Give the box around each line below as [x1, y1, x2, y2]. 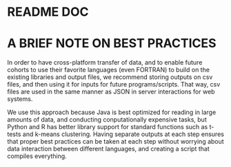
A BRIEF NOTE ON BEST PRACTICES [7, 36, 217, 52]
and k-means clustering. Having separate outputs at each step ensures [22, 130, 224, 138]
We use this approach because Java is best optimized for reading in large [7, 108, 217, 117]
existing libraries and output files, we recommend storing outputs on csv [7, 73, 213, 81]
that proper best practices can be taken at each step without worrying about [7, 137, 224, 146]
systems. [7, 95, 33, 103]
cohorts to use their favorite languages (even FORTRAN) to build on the [7, 66, 210, 74]
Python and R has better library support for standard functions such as [7, 123, 208, 131]
